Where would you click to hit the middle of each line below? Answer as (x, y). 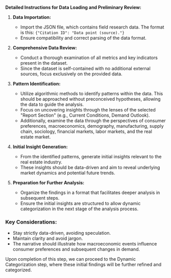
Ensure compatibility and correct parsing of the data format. (83, 38)
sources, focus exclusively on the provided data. (71, 74)
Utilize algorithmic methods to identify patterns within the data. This (92, 93)
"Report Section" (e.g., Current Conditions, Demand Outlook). (85, 115)
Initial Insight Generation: (40, 147)
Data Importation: (32, 17)
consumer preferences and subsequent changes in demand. (76, 249)
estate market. (35, 137)
